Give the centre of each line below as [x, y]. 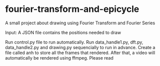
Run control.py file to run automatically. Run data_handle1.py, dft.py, [74, 42]
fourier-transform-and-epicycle [72, 9]
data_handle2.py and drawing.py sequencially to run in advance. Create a [80, 47]
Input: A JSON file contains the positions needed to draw [63, 32]
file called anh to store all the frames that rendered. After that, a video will [80, 53]
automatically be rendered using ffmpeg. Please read [59, 58]
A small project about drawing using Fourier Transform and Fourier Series [80, 23]
